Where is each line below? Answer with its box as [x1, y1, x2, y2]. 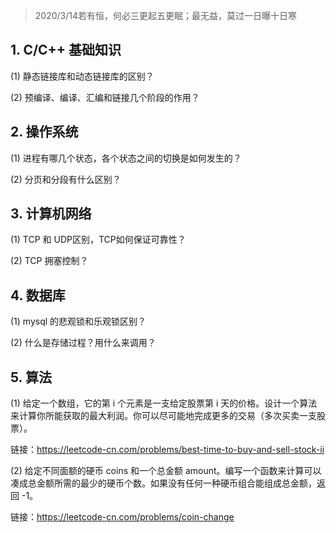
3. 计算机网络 [10, 205, 92, 223]
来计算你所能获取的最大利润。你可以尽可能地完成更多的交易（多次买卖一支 [10, 410, 317, 422]
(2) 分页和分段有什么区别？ [10, 173, 122, 185]
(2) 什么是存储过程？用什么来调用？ [10, 337, 157, 349]
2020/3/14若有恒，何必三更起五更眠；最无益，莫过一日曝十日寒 [34, 10, 298, 21]
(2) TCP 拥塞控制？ [10, 255, 89, 267]
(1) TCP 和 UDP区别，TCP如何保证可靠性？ [10, 234, 187, 246]
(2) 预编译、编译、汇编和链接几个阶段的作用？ [10, 91, 200, 103]
